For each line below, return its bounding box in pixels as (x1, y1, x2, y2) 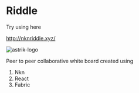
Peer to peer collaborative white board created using (6, 57, 134, 64)
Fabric (14, 81, 30, 88)
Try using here (6, 23, 42, 30)
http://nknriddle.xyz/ (6, 35, 56, 42)
